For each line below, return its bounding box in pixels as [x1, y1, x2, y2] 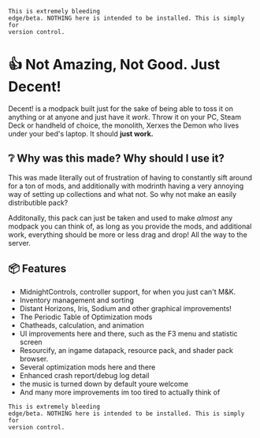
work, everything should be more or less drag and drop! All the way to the [8, 229, 248, 239]
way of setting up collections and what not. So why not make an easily [8, 189, 237, 199]
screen [19, 337, 43, 347]
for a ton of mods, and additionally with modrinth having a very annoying [8, 181, 244, 191]
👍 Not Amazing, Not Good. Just [8, 56, 221, 74]
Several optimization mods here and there [19, 362, 156, 372]
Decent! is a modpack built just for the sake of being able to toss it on [8, 103, 234, 113]
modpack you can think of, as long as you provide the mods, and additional [8, 221, 252, 231]
